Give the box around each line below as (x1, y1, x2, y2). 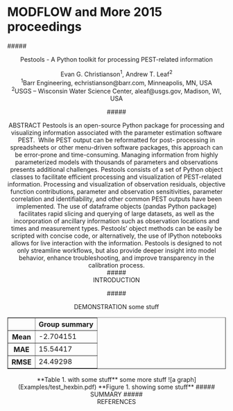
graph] (177, 375, 196, 383)
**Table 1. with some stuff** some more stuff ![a (37, 375, 176, 383)
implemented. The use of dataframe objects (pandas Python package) (16, 202, 217, 210)
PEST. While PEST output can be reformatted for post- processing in (17, 136, 216, 144)
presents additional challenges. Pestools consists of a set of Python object (10, 165, 223, 173)
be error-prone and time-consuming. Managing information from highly (15, 150, 218, 159)
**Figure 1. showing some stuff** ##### (98, 383, 216, 391)
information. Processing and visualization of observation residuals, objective (7, 180, 226, 188)
